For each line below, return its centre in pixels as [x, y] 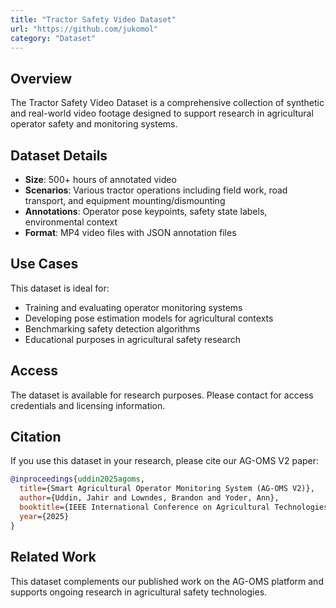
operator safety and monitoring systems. [94, 124]
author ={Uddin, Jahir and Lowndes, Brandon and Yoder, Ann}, [149, 498]
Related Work [53, 557]
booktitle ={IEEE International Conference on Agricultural [145, 507]
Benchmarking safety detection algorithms [112, 328]
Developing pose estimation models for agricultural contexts [149, 318]
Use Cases [44, 264]
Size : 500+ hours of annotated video [100, 179]
